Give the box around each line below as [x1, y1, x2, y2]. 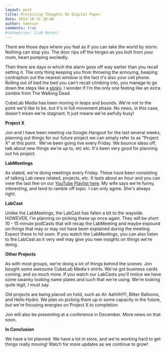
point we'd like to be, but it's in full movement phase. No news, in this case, [5, 105, 159, 111]
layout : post [5, 7, 32, 12]
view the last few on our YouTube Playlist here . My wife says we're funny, [5, 180, 155, 186]
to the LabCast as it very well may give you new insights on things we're [5, 236, 153, 242]
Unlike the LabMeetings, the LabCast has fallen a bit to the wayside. [5, 210, 144, 216]
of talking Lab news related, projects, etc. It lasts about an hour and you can [5, 175, 160, 181]
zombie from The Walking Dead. [5, 90, 71, 96]
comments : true [5, 26, 37, 31]
